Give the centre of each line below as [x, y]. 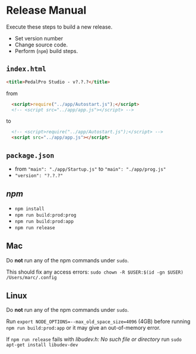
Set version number [39, 38]
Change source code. [41, 45]
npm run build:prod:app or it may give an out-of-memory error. [83, 328]
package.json [30, 155]
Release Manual [46, 10]
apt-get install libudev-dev [42, 345]
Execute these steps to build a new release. [59, 27]
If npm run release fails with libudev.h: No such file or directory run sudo [94, 339]
